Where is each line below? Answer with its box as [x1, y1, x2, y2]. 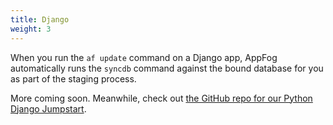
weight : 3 [10, 24, 52, 34]
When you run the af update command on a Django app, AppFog [10, 51, 278, 63]
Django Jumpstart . [10, 102, 87, 115]
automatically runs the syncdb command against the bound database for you [10, 62, 324, 74]
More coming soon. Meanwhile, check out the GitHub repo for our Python [10, 92, 313, 104]
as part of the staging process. [10, 72, 137, 85]
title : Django [10, 14, 70, 25]
